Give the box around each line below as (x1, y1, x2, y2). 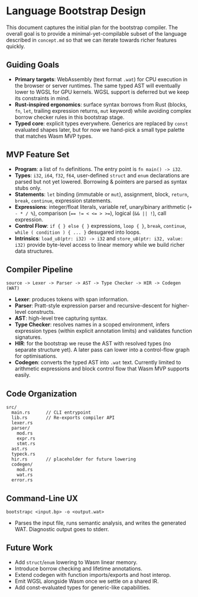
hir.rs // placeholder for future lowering (11, 456, 136, 462)
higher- (171, 302, 190, 309)
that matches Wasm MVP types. (14, 132, 93, 139)
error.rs (11, 477, 33, 483)
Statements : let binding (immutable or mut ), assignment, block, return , (14, 190, 189, 198)
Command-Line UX (6, 493, 79, 503)
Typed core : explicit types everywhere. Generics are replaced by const (14, 120, 188, 127)
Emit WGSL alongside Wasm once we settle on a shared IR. (14, 577, 159, 585)
